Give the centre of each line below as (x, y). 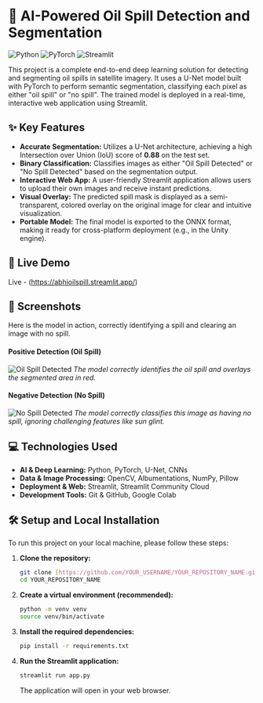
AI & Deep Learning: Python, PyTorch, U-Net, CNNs (104, 469)
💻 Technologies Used (63, 447)
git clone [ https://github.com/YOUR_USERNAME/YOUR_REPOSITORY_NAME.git (139, 573)
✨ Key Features (46, 127)
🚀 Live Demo (39, 263)
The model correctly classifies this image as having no (163, 413)
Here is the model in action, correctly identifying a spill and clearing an (122, 326)
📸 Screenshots (45, 306)
